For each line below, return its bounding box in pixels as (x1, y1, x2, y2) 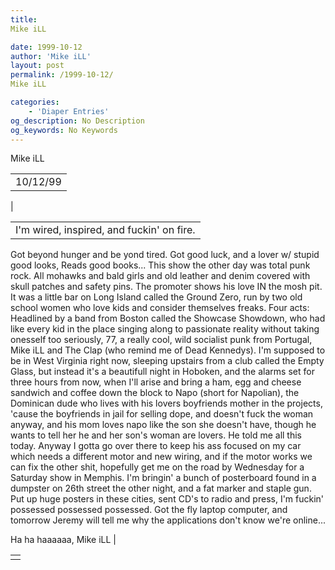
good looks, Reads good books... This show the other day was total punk (10, 259, 311, 271)
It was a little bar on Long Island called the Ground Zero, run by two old (10, 291, 303, 303)
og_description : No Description (10, 116, 145, 126)
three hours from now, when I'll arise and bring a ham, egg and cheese (10, 376, 302, 388)
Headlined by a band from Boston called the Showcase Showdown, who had (10, 312, 326, 325)
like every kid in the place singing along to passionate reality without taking (10, 323, 320, 335)
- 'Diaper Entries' (28, 106, 110, 116)
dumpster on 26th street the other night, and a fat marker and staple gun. (10, 482, 312, 495)
